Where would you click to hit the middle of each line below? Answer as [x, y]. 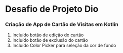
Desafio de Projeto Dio [52, 9]
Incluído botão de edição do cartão [48, 35]
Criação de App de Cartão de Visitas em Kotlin [62, 25]
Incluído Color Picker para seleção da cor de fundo [64, 46]
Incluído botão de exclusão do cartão [50, 40]
